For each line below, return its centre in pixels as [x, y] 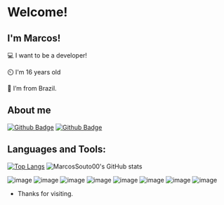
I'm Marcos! [34, 38]
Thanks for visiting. [45, 193]
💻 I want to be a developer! [47, 55]
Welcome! [38, 12]
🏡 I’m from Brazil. [32, 88]
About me [29, 111]
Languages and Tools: [57, 149]
